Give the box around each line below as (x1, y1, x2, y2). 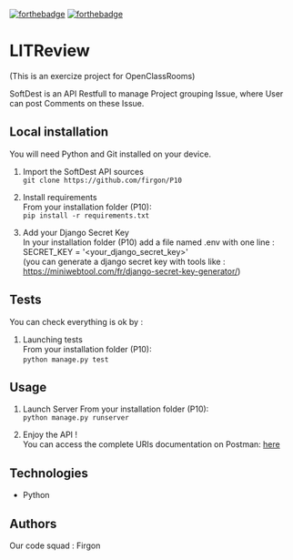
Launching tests (22, 333, 84, 345)
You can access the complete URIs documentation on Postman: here (22, 439, 280, 450)
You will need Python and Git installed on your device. (9, 148, 212, 159)
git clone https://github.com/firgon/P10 (22, 176, 182, 185)
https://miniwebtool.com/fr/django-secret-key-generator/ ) (22, 265, 241, 277)
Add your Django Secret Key (22, 227, 130, 238)
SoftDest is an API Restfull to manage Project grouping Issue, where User (9, 87, 284, 99)
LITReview (9, 41, 91, 61)
